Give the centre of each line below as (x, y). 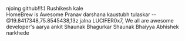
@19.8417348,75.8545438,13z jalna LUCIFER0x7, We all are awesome (90, 20)
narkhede (18, 33)
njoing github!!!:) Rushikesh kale (45, 8)
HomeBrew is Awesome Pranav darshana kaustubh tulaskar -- (81, 14)
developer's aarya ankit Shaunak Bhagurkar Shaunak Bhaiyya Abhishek (92, 27)
